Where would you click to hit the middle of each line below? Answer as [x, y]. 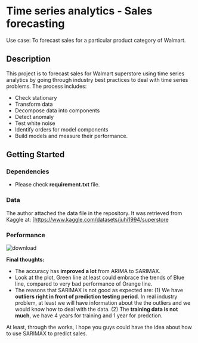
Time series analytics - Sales [79, 11]
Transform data [34, 104]
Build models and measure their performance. [71, 136]
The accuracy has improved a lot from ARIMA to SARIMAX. [88, 271]
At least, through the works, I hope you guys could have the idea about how [99, 327]
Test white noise [35, 123]
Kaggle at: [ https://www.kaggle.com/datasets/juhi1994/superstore [87, 219]
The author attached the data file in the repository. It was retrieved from [94, 213]
